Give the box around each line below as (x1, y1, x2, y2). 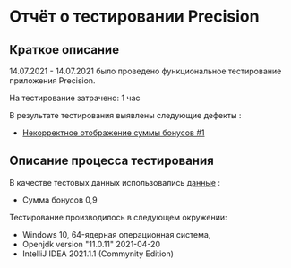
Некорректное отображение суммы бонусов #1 (21, 127, 205, 138)
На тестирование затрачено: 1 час (9, 92, 141, 103)
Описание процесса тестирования (9, 153, 215, 169)
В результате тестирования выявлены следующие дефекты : (9, 110, 242, 120)
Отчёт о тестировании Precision (9, 6, 260, 27)
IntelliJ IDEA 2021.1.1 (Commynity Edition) (21, 248, 175, 259)
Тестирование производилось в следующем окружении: (9, 212, 227, 222)
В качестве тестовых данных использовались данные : (9, 177, 221, 187)
